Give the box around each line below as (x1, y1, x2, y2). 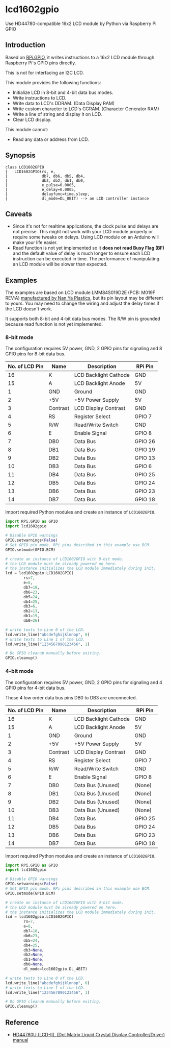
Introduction (5, 41, 46, 50)
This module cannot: (5, 126, 48, 132)
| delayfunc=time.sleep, (5, 191, 90, 197)
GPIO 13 (134, 454, 155, 461)
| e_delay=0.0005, (5, 187, 76, 192)
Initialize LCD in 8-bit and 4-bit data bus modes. (12, 89, 114, 95)
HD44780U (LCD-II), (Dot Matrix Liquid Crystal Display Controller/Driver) (12, 1031, 165, 1037)
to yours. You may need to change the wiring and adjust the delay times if (5, 300, 160, 307)
